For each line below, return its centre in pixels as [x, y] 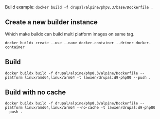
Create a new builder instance [52, 22]
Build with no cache [36, 93]
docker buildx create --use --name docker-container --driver [69, 43]
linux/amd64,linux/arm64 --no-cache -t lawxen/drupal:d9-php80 [90, 108]
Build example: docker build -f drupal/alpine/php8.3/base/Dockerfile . [79, 7]
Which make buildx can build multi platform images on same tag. [70, 34]
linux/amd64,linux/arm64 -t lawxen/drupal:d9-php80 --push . [88, 77]
